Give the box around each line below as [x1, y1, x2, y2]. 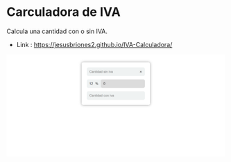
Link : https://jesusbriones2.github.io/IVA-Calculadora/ [16, 40, 173, 48]
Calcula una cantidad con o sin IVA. [6, 27, 108, 35]
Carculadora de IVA [6, 4, 121, 20]
